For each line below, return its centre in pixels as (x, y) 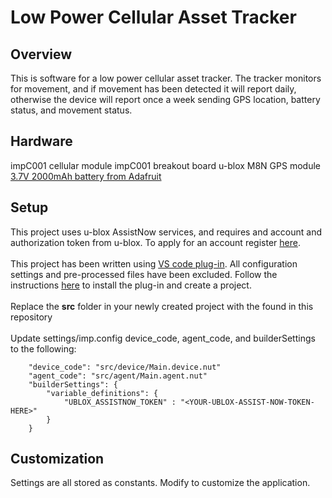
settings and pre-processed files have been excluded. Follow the (144, 274)
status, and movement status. (71, 110)
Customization (57, 459)
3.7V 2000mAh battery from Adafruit (86, 176)
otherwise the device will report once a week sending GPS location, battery (165, 99)
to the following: (43, 348)
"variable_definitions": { (102, 393)
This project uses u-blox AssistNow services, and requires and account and (166, 232)
